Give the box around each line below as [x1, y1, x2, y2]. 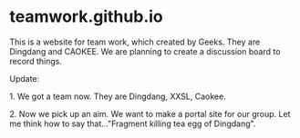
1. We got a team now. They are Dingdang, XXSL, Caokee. [9, 91, 226, 102]
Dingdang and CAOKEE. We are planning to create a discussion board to [9, 45, 281, 56]
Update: [9, 73, 40, 84]
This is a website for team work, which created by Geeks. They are [9, 36, 261, 47]
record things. [9, 55, 62, 66]
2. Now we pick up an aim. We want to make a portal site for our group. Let [9, 108, 291, 119]
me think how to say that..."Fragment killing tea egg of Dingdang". [9, 118, 256, 129]
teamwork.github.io [9, 6, 163, 27]
